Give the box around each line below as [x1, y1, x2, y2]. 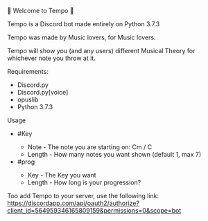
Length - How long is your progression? [27, 178, 141, 186]
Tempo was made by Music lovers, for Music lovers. [7, 33, 156, 41]
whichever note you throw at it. [7, 54, 96, 62]
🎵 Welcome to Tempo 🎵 [7, 7, 74, 15]
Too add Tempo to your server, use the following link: [7, 192, 159, 200]
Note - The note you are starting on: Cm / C [27, 143, 153, 151]
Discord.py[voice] [17, 88, 69, 96]
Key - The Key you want [27, 171, 96, 179]
